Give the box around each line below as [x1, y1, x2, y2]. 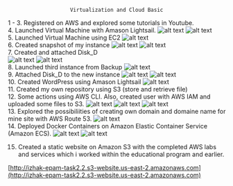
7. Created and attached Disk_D [8, 49, 98, 56]
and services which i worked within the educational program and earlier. [17, 150, 225, 158]
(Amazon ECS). [8, 129, 51, 137]
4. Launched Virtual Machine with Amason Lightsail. [8, 26, 157, 34]
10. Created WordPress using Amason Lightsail [8, 78, 141, 86]
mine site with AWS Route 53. [8, 115, 92, 123]
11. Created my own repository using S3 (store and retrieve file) [8, 85, 188, 93]
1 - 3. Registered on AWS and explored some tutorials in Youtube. [8, 19, 194, 27]
